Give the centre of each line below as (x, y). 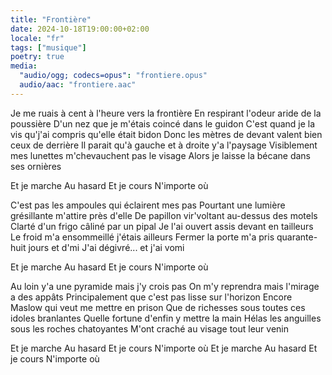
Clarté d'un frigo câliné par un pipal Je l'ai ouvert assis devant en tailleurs (162, 226)
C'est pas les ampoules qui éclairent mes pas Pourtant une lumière (148, 205)
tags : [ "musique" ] (48, 47)
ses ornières (36, 166)
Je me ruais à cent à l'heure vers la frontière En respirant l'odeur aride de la (166, 113)
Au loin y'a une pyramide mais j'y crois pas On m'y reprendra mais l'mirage (165, 286)
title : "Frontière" (51, 19)
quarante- (297, 237)
